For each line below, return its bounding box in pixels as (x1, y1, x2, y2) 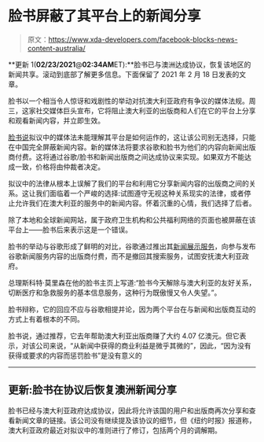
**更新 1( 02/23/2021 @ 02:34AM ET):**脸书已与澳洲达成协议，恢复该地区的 (8, 60, 251, 69)
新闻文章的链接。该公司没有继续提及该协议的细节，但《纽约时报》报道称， (14, 415, 256, 425)
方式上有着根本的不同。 (8, 314, 84, 323)
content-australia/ (27, 43, 86, 53)
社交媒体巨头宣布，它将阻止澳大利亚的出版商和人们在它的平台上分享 (35, 105, 256, 115)
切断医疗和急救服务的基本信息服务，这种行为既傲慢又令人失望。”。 (8, 288, 222, 297)
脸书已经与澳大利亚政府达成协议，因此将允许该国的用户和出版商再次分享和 (8, 406, 249, 415)
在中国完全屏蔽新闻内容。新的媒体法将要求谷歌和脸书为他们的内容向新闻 (8, 142, 242, 152)
